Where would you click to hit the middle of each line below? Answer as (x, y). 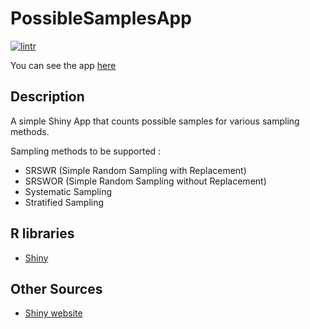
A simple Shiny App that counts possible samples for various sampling (155, 121)
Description (47, 97)
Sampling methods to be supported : (86, 151)
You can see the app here (63, 65)
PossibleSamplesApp (101, 18)
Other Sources (56, 288)
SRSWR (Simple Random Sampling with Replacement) (135, 170)
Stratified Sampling (64, 202)
